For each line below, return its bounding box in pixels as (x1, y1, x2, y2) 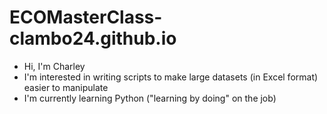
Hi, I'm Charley (23, 60, 86, 72)
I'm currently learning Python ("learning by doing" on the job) (23, 92, 277, 104)
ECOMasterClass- (9, 6, 163, 29)
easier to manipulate (23, 81, 109, 93)
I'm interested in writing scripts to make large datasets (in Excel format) (23, 71, 319, 83)
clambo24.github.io (9, 27, 177, 50)
